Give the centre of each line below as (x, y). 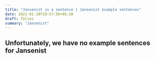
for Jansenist (26, 50)
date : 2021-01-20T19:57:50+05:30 (39, 14)
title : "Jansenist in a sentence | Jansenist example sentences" (73, 10)
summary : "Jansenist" (27, 23)
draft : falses (20, 19)
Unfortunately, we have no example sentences (78, 43)
